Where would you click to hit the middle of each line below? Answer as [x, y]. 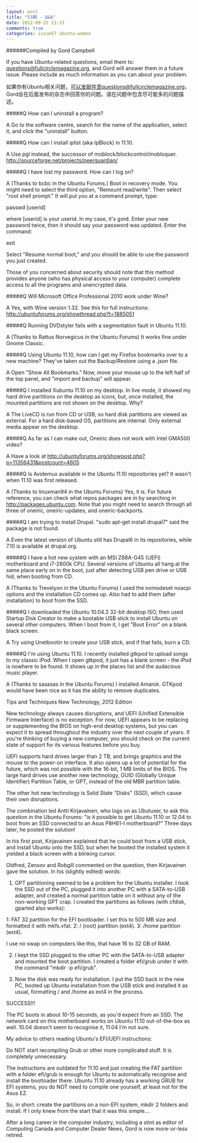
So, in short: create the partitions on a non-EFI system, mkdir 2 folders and [97, 1105]
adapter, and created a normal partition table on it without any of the [98, 895]
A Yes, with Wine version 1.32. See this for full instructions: [78, 308]
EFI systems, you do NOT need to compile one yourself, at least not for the [97, 1087]
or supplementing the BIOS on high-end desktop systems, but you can [92, 726]
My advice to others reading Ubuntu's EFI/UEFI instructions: [79, 1039]
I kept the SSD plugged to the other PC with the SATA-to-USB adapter [100, 955]
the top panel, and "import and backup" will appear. [69, 379]
